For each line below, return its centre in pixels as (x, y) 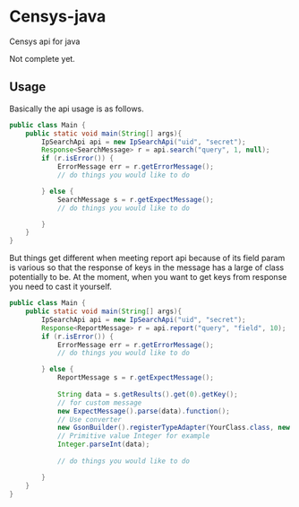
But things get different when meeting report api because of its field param (147, 258)
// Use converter (90, 419)
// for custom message (99, 402)
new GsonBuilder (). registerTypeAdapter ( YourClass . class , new (174, 428)
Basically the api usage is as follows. (77, 109)
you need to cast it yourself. (60, 287)
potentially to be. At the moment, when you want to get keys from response (148, 277)
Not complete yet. (43, 58)
